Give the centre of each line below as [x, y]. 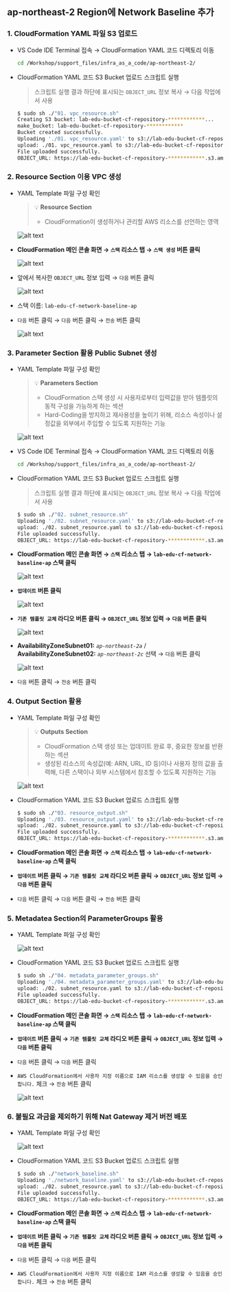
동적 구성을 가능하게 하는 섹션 [84, 406]
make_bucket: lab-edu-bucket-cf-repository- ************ [100, 126]
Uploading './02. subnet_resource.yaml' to [80, 521]
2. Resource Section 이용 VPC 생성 [64, 177]
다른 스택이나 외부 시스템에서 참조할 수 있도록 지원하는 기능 [138, 772]
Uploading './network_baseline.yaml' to [76, 1180]
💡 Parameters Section [66, 383]
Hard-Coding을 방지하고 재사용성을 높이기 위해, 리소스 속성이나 [130, 415]
